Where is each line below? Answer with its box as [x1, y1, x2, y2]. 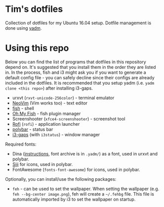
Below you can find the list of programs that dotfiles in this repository [5, 58, 146, 65]
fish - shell [12, 105, 34, 111]
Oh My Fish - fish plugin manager [12, 110, 81, 116]
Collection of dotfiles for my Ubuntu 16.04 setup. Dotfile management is [5, 20, 152, 26]
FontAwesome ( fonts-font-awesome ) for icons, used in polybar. [12, 166, 140, 172]
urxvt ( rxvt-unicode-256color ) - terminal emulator [12, 95, 114, 101]
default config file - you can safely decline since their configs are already [5, 74, 155, 80]
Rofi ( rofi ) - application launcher [12, 121, 80, 127]
